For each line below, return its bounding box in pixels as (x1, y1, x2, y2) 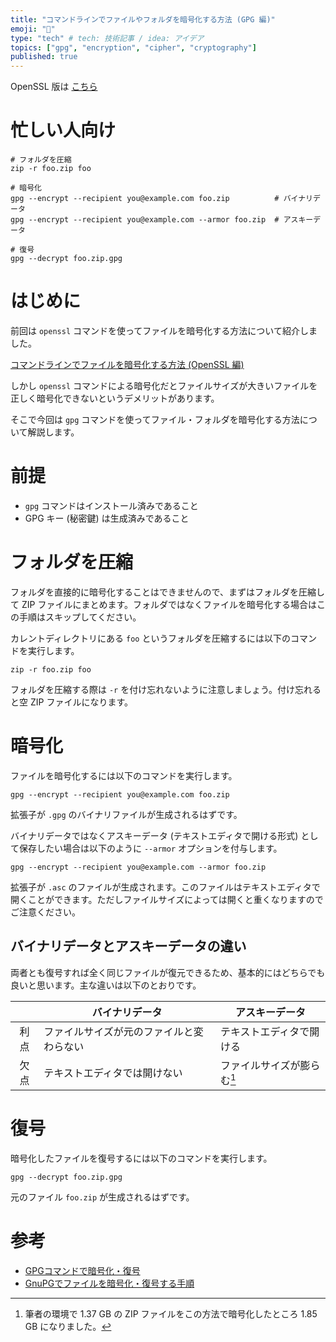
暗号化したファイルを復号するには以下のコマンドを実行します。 (10, 1152, 273, 1164)
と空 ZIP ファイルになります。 (10, 696, 133, 708)
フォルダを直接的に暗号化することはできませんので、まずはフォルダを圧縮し (10, 586, 326, 598)
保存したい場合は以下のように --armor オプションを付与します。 (18, 842, 283, 854)
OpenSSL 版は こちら (10, 81, 98, 93)
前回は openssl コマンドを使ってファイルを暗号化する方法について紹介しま (10, 325, 318, 336)
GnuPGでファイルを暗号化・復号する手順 (24, 1277, 195, 1289)
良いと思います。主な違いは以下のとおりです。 (10, 979, 202, 991)
